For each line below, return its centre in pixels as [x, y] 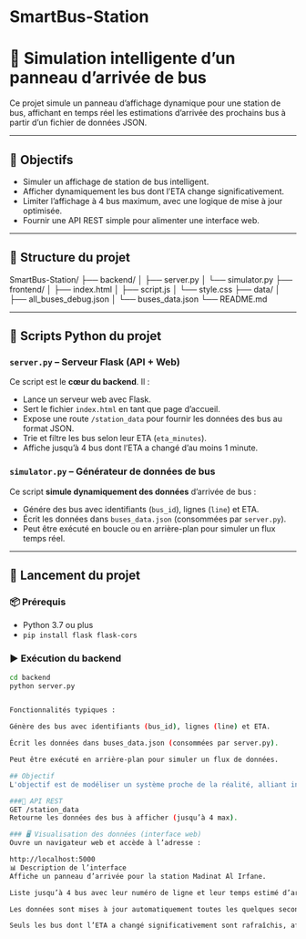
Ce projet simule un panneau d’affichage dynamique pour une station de [145, 103]
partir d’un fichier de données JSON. [78, 123]
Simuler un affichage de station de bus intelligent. [116, 181]
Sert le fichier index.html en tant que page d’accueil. [122, 409]
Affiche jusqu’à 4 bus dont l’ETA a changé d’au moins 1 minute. [140, 448]
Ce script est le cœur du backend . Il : [80, 382]
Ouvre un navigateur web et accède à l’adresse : [106, 843]
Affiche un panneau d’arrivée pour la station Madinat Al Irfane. [138, 876]
